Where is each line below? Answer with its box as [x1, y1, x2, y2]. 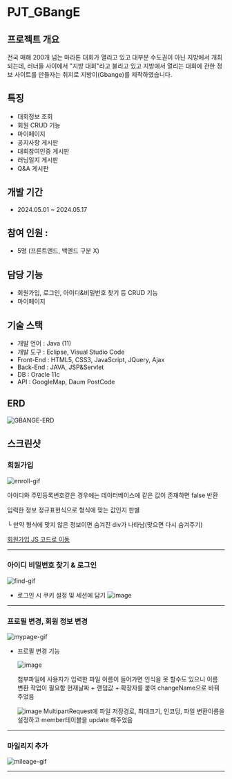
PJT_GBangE [7, 4, 81, 20]
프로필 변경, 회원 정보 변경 [7, 616, 88, 626]
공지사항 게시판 [17, 138, 59, 146]
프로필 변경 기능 [17, 647, 60, 655]
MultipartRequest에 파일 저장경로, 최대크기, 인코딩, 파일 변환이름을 [43, 707, 225, 715]
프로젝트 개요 [7, 33, 60, 45]
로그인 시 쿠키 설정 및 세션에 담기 [17, 591, 106, 599]
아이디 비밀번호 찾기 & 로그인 [7, 560, 97, 570]
